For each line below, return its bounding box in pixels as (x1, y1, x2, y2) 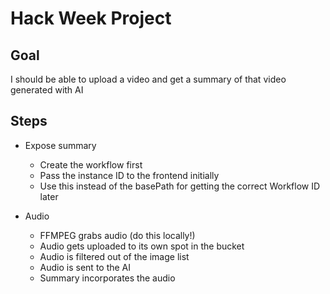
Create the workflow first (39, 158, 143, 171)
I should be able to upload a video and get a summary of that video (10, 73, 287, 85)
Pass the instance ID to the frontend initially (39, 169, 220, 181)
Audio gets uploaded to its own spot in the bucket (39, 240, 245, 252)
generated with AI (10, 84, 84, 96)
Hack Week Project (10, 7, 172, 30)
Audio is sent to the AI (39, 261, 132, 273)
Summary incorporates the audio (39, 272, 176, 284)
